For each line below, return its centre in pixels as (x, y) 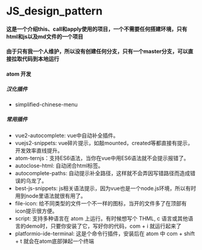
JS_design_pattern (54, 11)
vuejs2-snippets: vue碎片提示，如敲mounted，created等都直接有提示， (104, 143)
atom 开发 (19, 74)
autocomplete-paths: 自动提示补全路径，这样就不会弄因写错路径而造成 (103, 173)
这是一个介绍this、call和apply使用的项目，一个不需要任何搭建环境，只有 (97, 29)
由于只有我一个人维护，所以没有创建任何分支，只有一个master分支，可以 (97, 51)
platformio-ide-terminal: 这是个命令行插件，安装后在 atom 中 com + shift (105, 233)
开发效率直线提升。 (39, 150)
